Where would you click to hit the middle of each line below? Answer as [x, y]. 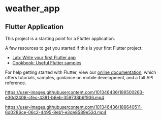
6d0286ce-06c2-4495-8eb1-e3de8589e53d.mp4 [56, 112]
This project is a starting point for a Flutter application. [60, 38]
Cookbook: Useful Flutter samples [47, 63]
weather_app [32, 9]
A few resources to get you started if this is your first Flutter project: [74, 48]
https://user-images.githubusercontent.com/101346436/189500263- [75, 92]
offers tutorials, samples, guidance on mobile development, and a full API [79, 77]
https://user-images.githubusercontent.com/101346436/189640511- [74, 107]
